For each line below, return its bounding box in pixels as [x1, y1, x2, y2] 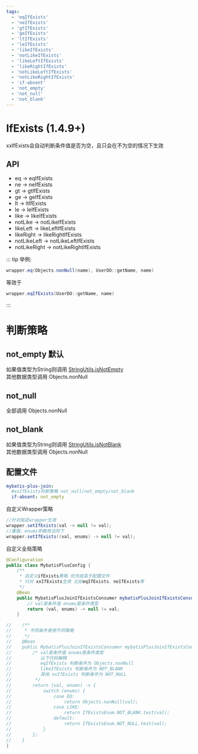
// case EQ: [6, 693, 75, 699]
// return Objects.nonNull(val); [6, 699, 138, 705]
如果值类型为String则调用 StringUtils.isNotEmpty [6, 366, 124, 373]
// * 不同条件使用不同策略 [6, 628, 74, 634]
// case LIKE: [6, 705, 81, 710]
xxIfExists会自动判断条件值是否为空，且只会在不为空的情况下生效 [6, 142, 164, 149]
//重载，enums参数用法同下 [6, 528, 65, 534]
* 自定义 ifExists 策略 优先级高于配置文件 [19, 573, 110, 579]
